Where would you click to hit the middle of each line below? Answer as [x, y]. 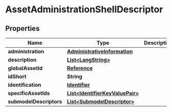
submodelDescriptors [35, 101]
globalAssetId [25, 68]
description [22, 60]
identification [25, 85]
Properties [23, 29]
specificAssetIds [29, 93]
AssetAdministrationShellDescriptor [84, 10]
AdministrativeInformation [100, 51]
